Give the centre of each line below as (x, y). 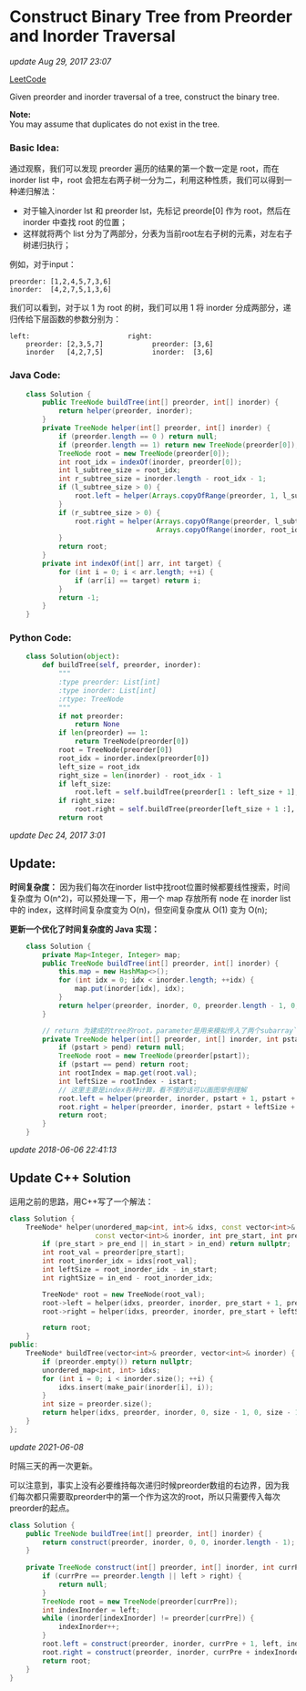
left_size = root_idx (99, 767)
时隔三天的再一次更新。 (53, 1466)
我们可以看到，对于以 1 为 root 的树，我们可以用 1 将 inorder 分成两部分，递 (150, 308)
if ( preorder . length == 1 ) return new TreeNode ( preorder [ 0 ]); (178, 445)
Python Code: (41, 638)
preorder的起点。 (42, 1508)
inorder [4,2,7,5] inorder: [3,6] (120, 353)
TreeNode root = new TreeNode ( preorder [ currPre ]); (140, 1602)
